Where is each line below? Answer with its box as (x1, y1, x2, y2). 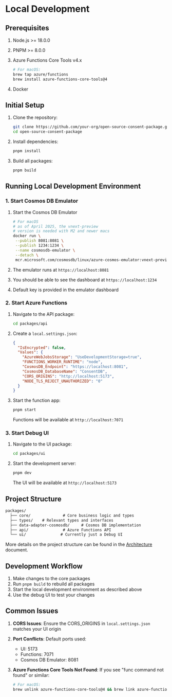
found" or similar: (12, 672, 50, 678)
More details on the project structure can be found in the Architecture (5, 541, 152, 548)
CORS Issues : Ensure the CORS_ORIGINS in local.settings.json (12, 620, 150, 627)
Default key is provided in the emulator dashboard (12, 287, 119, 293)
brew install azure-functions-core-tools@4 (12, 77, 108, 82)
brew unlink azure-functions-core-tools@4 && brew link (12, 687, 135, 692)
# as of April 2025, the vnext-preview (12, 224, 99, 229)
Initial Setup (5, 101, 45, 110)
